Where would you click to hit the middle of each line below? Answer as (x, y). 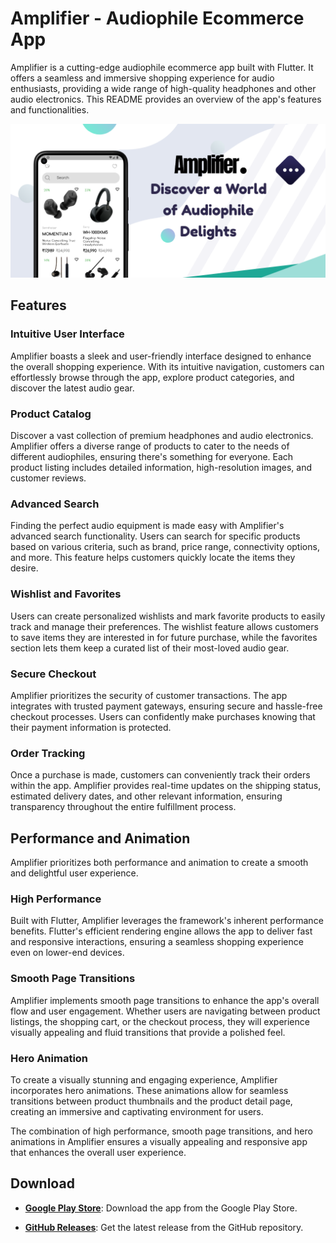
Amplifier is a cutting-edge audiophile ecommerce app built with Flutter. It (162, 67)
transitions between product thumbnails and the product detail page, (151, 1101)
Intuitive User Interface (67, 334)
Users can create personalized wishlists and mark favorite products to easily (168, 616)
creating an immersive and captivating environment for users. (137, 1111)
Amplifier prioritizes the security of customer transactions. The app (149, 695)
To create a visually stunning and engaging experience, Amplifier (144, 1079)
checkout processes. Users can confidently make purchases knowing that (163, 716)
